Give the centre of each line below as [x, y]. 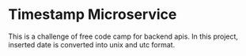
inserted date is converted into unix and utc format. [92, 44]
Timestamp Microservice [93, 15]
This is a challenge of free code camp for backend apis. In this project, [123, 36]
